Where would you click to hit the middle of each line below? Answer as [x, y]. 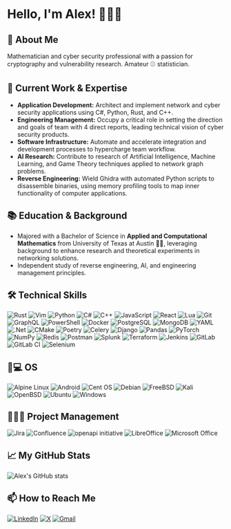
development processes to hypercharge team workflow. [97, 149]
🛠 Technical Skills [47, 296]
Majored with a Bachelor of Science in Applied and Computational [112, 236]
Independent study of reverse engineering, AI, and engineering [107, 265]
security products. [43, 134]
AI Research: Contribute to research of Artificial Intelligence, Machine [116, 156]
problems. [31, 171]
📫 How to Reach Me [51, 498]
